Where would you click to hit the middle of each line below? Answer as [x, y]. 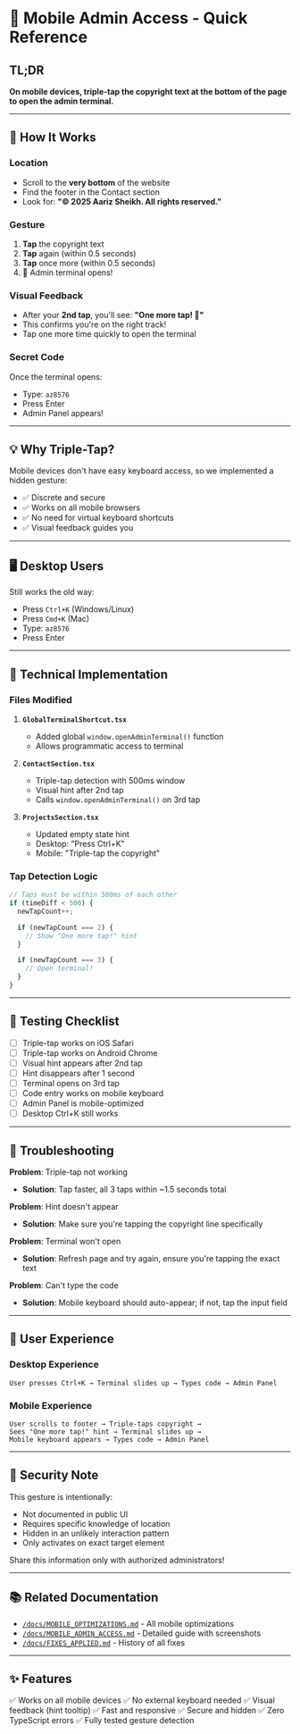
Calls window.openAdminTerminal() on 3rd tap [118, 800]
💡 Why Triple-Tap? [62, 449]
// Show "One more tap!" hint [82, 936]
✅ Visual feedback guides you [78, 528]
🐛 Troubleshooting [62, 1150]
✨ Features [41, 1679]
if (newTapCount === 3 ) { [66, 960]
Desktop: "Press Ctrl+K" [80, 843]
